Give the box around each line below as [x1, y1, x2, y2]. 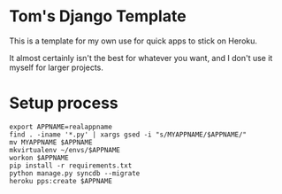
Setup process [9, 93, 119, 113]
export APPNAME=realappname [9, 122, 113, 131]
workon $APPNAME [9, 153, 69, 162]
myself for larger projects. [9, 62, 104, 73]
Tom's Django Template [9, 6, 187, 27]
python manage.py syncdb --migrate [9, 168, 141, 178]
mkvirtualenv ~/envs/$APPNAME [9, 145, 121, 154]
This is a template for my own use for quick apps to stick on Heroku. [9, 35, 258, 46]
